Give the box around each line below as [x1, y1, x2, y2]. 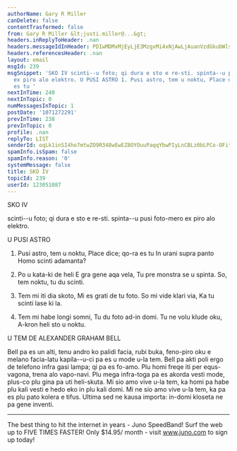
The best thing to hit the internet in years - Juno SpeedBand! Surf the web [7, 421, 223, 429]
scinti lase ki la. [17, 299, 62, 307]
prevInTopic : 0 [7, 122, 52, 129]
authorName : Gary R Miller [7, 10, 87, 18]
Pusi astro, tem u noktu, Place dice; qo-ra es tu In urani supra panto [17, 249, 214, 258]
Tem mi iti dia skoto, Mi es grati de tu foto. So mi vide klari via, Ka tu [17, 291, 214, 300]
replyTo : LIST [7, 135, 49, 142]
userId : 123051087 [7, 181, 61, 188]
